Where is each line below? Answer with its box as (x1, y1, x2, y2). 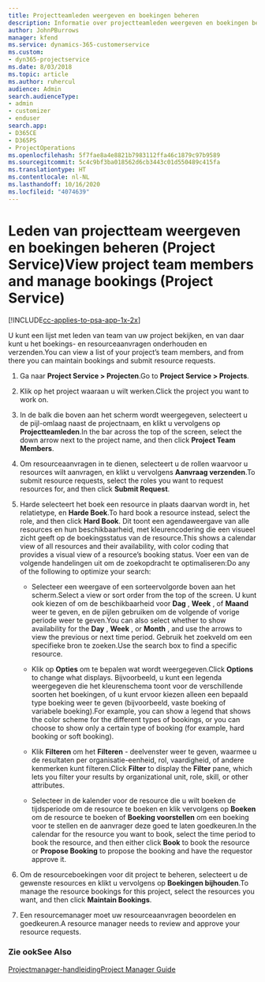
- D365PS (8, 136, 37, 145)
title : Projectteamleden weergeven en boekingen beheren (8, 11, 200, 20)
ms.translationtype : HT (8, 166, 87, 174)
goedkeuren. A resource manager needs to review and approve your (19, 918, 241, 928)
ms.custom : (8, 48, 44, 56)
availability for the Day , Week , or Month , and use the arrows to (31, 623, 243, 633)
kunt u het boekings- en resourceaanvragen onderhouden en (8, 339, 207, 348)
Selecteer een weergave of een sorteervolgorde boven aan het (31, 581, 236, 591)
